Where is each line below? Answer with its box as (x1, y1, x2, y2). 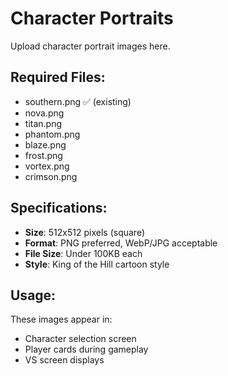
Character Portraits (10, 7, 174, 30)
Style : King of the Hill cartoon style (24, 258, 170, 270)
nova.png (24, 107, 65, 119)
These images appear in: (10, 313, 113, 326)
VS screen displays (24, 354, 105, 366)
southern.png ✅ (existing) (24, 95, 132, 107)
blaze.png (24, 138, 67, 151)
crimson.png (24, 170, 78, 182)
